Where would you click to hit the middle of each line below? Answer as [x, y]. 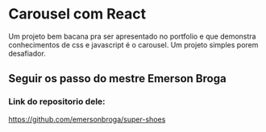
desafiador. [27, 53]
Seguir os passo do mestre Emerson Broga [118, 78]
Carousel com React [77, 14]
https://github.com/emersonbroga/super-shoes [87, 119]
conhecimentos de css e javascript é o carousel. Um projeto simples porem [133, 44]
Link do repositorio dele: [57, 101]
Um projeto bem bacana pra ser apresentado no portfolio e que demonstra [132, 36]
